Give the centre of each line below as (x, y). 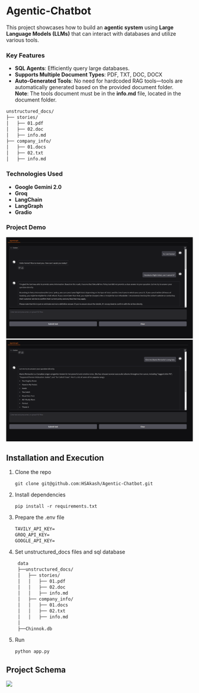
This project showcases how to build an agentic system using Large (90, 27)
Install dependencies (40, 495)
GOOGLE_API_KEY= (35, 541)
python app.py (32, 651)
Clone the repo (33, 472)
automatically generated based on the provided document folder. (94, 87)
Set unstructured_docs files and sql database (70, 552)
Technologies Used (35, 174)
